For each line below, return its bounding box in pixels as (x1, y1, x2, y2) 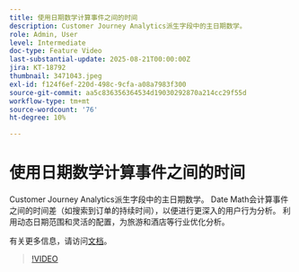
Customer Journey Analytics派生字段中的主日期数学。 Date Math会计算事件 (9, 194, 289, 205)
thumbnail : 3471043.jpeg (9, 72, 102, 81)
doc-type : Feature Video (9, 47, 102, 56)
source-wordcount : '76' (9, 105, 99, 114)
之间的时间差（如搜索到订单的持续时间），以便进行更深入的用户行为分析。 (9, 206, 281, 216)
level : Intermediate (9, 38, 87, 48)
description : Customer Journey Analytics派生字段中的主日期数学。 (9, 22, 247, 31)
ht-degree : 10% (9, 113, 66, 122)
